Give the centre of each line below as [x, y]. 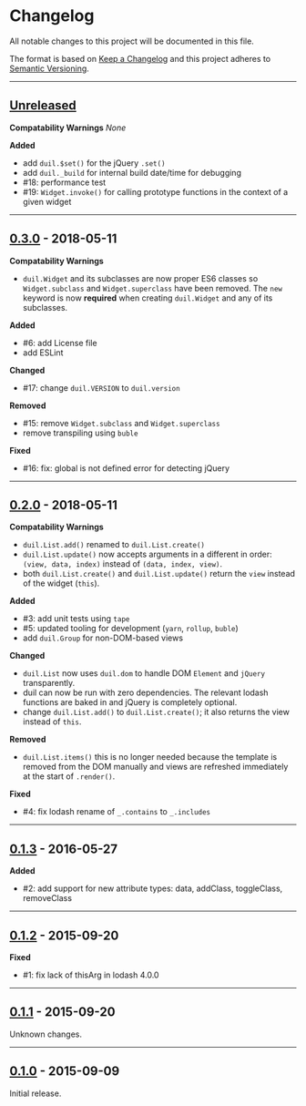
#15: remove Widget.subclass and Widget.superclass [121, 423]
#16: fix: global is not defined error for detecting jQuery [126, 468]
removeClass [47, 898]
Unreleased [43, 106]
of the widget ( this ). [61, 583]
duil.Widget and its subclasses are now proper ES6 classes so [140, 278]
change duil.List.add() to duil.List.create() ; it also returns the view [156, 712]
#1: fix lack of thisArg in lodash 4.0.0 [91, 975]
